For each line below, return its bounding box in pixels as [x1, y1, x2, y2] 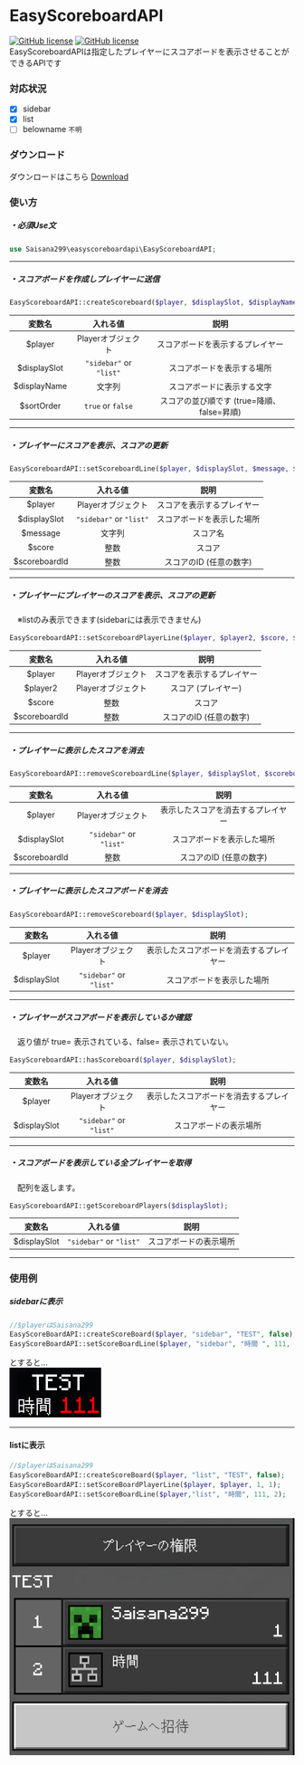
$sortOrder [19, 400, 62, 412]
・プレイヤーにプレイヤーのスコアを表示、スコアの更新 [9, 590, 215, 601]
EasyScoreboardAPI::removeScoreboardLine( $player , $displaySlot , [9, 769, 261, 778]
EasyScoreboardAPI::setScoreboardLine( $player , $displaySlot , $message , [9, 464, 290, 473]
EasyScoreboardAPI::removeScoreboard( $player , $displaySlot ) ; [9, 910, 249, 919]
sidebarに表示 [9, 1296, 63, 1307]
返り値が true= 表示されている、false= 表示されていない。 [16, 1036, 233, 1047]
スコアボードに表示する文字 [168, 381, 272, 392]
